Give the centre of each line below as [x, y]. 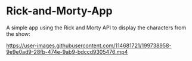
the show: [18, 33]
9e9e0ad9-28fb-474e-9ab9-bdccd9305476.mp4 [67, 51]
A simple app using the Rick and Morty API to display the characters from [96, 28]
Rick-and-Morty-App [59, 11]
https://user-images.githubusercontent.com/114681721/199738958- [89, 45]
